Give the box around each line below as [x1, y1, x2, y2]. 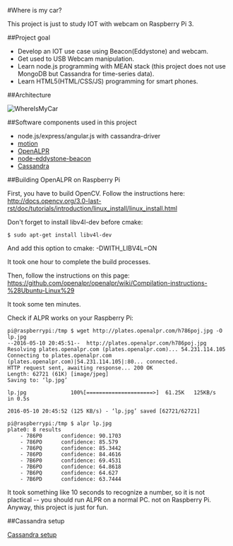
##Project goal [7, 33, 51, 42]
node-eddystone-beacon [17, 155, 92, 162]
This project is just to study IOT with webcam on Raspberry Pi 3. [7, 20, 194, 28]
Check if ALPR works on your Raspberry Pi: [7, 314, 134, 322]
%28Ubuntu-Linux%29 [7, 286, 75, 295]
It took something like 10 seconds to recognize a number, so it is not [7, 488, 205, 497]
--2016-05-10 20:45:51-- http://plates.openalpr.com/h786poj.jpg [7, 340, 207, 347]
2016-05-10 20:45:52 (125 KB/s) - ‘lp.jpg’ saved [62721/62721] [7, 408, 201, 415]
